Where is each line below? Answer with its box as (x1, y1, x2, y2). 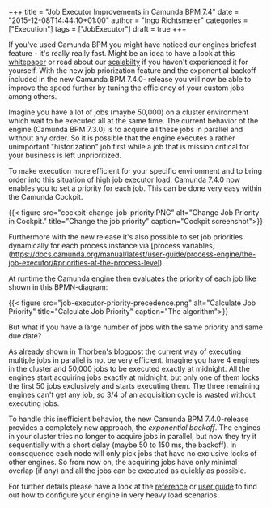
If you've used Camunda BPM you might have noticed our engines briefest (8, 40, 256, 50)
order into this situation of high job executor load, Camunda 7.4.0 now (8, 174, 241, 184)
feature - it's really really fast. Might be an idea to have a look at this (8, 49, 235, 58)
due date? (8, 331, 42, 340)
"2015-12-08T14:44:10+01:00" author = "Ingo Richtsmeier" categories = (8, 15, 248, 25)
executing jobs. (8, 398, 60, 408)
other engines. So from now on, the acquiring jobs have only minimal (8, 458, 238, 467)
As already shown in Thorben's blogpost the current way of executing (8, 347, 242, 356)
